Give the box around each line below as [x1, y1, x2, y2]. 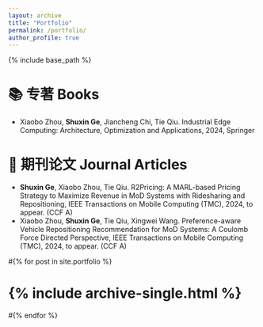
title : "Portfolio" [8, 19, 73, 27]
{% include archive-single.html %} [8, 284, 242, 302]
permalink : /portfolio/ [8, 26, 87, 34]
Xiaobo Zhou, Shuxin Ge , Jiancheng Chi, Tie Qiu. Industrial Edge [19, 117, 231, 127]
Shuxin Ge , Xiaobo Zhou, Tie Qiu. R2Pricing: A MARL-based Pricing [19, 183, 241, 192]
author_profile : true [8, 33, 80, 42]
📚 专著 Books [8, 86, 100, 104]
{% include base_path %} [8, 55, 92, 65]
